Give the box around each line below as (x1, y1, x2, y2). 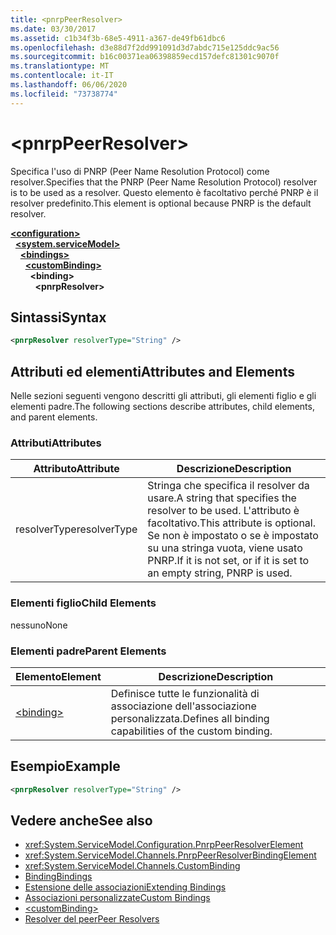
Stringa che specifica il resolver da (147, 479, 310, 493)
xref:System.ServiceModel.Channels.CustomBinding (24, 860, 241, 872)
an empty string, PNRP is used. (147, 566, 293, 580)
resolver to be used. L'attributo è (147, 504, 300, 518)
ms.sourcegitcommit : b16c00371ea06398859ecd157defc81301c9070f (10, 52, 280, 62)
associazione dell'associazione (110, 699, 257, 713)
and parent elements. (10, 411, 98, 423)
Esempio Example (10, 758, 121, 775)
